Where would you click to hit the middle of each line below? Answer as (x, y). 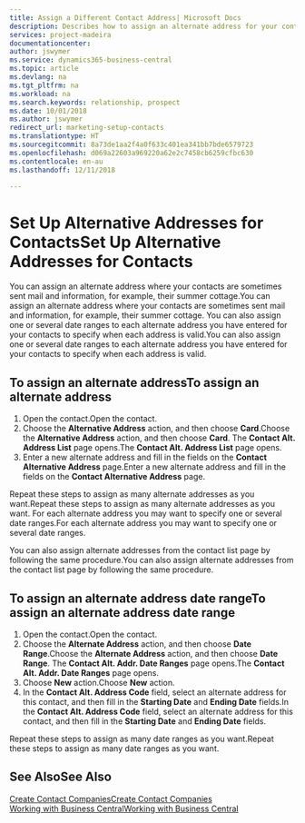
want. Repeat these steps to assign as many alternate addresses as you (142, 504)
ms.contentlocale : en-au (56, 161)
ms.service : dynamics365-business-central (91, 60)
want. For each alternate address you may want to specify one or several (146, 513)
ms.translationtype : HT (54, 136)
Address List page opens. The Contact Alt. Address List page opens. (152, 448)
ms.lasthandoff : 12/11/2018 (63, 170)
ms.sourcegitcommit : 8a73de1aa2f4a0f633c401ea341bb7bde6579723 (132, 144)
